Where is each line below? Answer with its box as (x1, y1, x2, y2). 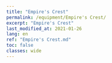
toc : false (6, 43, 34, 49)
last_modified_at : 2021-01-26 (6, 25, 82, 32)
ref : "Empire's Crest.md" (6, 37, 71, 43)
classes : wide (6, 48, 42, 54)
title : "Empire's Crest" (6, 8, 69, 15)
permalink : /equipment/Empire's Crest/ (6, 14, 107, 20)
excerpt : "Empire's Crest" (6, 20, 74, 26)
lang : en (6, 31, 28, 37)
